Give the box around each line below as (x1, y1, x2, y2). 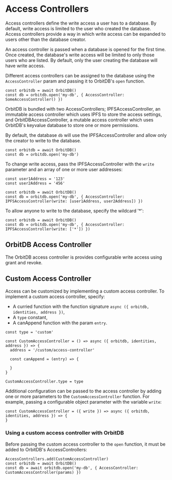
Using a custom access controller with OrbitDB (5, 429, 124, 436)
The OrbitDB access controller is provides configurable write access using (5, 254, 162, 260)
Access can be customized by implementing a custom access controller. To (5, 288, 165, 294)
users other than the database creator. (5, 36, 87, 43)
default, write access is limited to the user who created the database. (5, 25, 151, 31)
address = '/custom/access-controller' (10, 347, 95, 352)
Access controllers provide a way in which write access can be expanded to (5, 31, 166, 37)
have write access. (5, 62, 45, 69)
